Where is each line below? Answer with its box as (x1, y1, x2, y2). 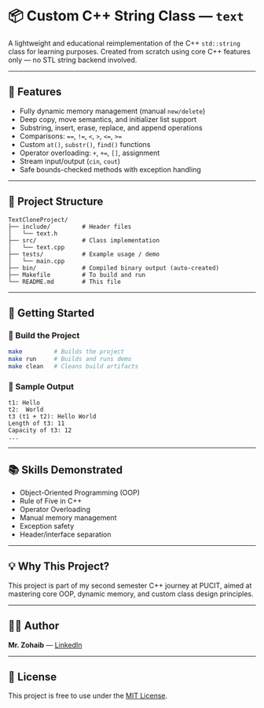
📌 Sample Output (8, 381, 75, 392)
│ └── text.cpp (8, 243, 65, 251)
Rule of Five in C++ (19, 496, 82, 505)
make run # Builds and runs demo (8, 356, 132, 363)
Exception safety (19, 521, 75, 530)
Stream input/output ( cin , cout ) (19, 156, 120, 166)
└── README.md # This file (8, 278, 122, 286)
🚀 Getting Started (8, 306, 95, 319)
